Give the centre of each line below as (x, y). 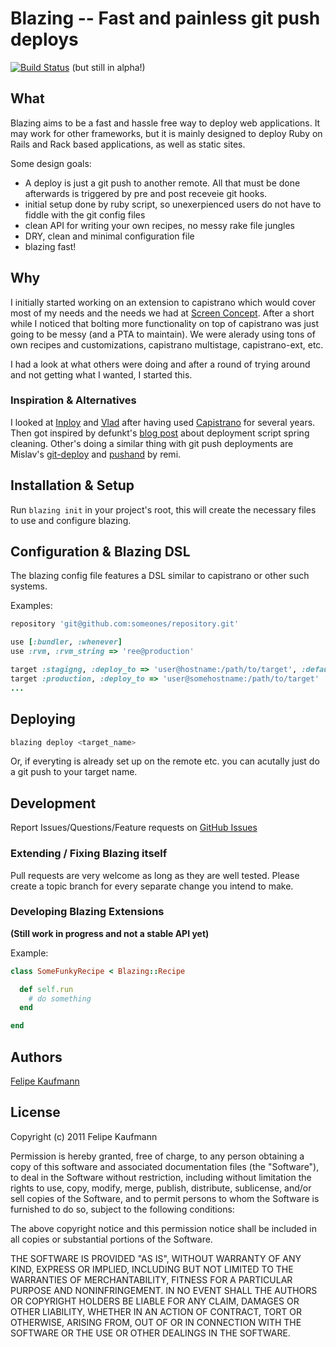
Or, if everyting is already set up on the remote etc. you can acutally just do (165, 761)
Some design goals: (51, 163)
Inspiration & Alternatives (73, 400)
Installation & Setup (72, 485)
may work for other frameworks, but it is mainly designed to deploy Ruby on (166, 133)
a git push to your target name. (74, 772)
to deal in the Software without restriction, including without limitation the (161, 1177)
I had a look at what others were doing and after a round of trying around (160, 364)
